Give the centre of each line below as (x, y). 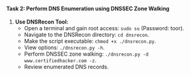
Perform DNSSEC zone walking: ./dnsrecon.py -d (86, 54)
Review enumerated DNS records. (66, 67)
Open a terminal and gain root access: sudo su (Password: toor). (104, 28)
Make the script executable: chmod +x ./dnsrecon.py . (90, 41)
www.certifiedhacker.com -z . (60, 60)
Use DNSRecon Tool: (41, 22)
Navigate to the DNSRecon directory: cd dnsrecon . (87, 35)
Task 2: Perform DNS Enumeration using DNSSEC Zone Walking (88, 8)
